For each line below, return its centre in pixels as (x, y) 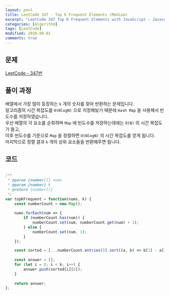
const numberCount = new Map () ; (48, 204)
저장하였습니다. (34, 116)
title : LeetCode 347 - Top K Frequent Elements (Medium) (67, 15)
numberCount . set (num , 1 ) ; (59, 232)
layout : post (19, 10)
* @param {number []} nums (35, 180)
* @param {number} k (29, 185)
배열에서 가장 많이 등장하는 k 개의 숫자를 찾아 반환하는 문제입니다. (70, 104)
